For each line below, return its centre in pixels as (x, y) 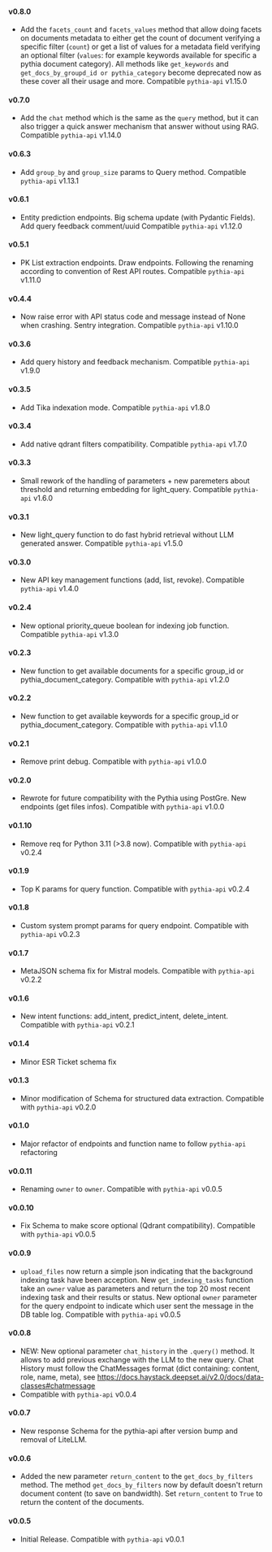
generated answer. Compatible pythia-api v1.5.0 (101, 543)
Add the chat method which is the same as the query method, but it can (139, 118)
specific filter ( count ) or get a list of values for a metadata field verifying (140, 47)
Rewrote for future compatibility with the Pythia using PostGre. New (133, 798)
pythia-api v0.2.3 (50, 935)
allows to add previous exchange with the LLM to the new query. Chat (137, 1359)
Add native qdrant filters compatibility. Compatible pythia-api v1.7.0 (134, 444)
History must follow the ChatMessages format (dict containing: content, (140, 1368)
